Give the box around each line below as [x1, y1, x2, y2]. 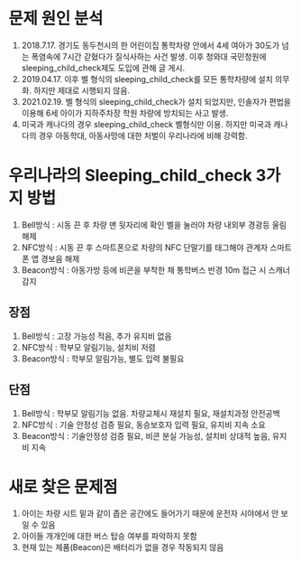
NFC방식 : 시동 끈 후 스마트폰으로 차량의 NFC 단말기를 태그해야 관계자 [21, 241, 269, 253]
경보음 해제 [41, 253, 80, 264]
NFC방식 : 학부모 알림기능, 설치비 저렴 [21, 341, 156, 352]
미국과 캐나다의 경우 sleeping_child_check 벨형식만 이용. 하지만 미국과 [21, 118, 272, 129]
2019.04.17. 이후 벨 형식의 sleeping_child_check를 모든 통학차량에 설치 [21, 73, 274, 84]
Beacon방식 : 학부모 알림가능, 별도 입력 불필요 [21, 353, 185, 364]
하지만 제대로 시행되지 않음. [33, 85, 131, 96]
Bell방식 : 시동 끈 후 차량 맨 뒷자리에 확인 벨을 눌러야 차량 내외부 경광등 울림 [21, 219, 287, 230]
